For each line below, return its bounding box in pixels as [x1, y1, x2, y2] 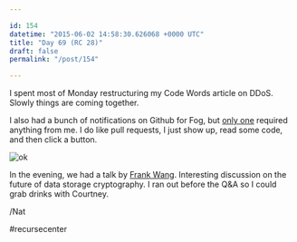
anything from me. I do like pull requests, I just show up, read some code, [9, 124, 283, 136]
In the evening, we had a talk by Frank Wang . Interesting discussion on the [9, 169, 287, 180]
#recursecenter [9, 224, 68, 235]
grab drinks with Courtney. [9, 189, 109, 199]
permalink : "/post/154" [9, 55, 100, 64]
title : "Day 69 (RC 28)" [9, 38, 103, 47]
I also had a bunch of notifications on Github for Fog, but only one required [9, 115, 288, 126]
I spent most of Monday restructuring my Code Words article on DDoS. [9, 88, 273, 99]
